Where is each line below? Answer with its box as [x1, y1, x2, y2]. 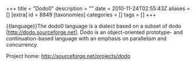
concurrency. [6, 41, 38, 48]
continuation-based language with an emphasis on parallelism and [6, 35, 167, 42]
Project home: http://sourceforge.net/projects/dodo [6, 53, 131, 59]
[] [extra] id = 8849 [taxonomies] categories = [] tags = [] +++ [6, 11, 157, 18]
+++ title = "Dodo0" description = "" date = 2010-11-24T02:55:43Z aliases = [6, 5, 191, 12]
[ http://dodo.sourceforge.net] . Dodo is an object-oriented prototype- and [6, 29, 183, 36]
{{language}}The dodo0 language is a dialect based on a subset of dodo [6, 23, 181, 29]
